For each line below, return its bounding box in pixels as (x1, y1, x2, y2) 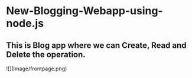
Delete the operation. (6, 49, 86, 60)
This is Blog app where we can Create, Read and (6, 40, 187, 50)
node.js (6, 17, 44, 30)
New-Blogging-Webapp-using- (6, 4, 164, 18)
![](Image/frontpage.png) (6, 65, 67, 72)
